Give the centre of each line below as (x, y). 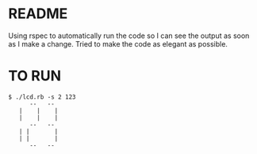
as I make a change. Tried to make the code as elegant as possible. (118, 43)
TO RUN (35, 76)
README (38, 14)
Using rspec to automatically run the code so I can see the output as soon (129, 36)
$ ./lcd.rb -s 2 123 (42, 97)
